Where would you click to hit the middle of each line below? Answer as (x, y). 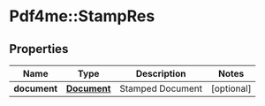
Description (161, 74)
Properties (39, 49)
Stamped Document (161, 88)
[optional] (231, 88)
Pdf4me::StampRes (82, 16)
